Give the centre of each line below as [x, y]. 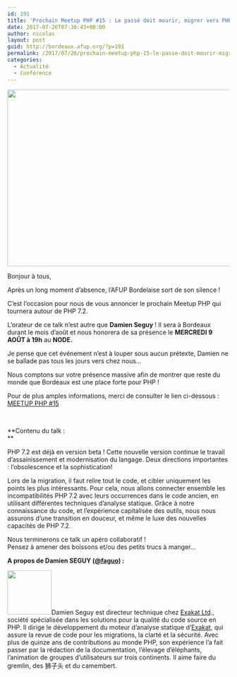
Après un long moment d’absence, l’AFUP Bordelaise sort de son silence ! [114, 290]
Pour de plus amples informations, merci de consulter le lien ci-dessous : [114, 396]
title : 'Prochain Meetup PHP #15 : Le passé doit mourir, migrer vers [113, 20]
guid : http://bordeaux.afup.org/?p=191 [66, 47]
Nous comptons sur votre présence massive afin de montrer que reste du [114, 375]
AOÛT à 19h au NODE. [40, 339]
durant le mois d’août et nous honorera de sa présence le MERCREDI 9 [110, 332]
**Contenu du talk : [36, 430]
